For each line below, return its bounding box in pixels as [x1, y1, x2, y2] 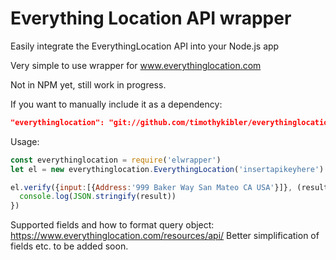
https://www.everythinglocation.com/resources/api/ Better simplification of [10, 230, 320, 242]
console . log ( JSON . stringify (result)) [19, 192, 177, 202]
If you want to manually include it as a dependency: [10, 98, 223, 110]
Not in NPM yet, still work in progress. [10, 78, 167, 91]
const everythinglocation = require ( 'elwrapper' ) [10, 155, 222, 165]
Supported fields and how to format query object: [10, 219, 215, 231]
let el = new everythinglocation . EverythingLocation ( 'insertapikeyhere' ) [10, 164, 325, 174]
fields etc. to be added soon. [10, 240, 129, 252]
